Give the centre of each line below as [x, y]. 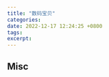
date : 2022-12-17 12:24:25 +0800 [55, 26]
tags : [15, 32]
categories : [24, 20]
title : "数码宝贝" [32, 13]
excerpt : [20, 39]
